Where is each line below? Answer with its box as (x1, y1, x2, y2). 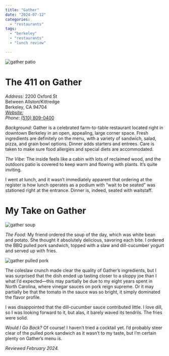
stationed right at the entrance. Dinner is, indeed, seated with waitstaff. (5, 187, 153, 193)
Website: (5, 109, 24, 115)
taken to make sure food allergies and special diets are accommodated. (5, 146, 154, 152)
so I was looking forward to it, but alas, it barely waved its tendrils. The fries (5, 309, 162, 315)
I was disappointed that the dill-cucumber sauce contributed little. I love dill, (5, 304, 163, 310)
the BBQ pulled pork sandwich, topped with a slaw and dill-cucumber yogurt (5, 242, 164, 248)
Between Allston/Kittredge (5, 98, 60, 104)
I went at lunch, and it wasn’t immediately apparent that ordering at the (5, 176, 152, 182)
